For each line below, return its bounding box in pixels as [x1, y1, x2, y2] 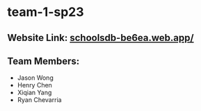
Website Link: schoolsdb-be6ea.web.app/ [7, 32, 194, 44]
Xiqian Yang [17, 88, 52, 97]
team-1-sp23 [7, 4, 85, 20]
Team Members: [7, 55, 80, 67]
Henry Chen [17, 81, 52, 89]
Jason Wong [17, 74, 54, 82]
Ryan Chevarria [17, 96, 62, 104]
